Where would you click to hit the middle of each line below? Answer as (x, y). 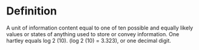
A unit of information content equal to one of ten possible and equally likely (100, 28)
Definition (32, 11)
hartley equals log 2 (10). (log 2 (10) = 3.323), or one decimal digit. (89, 40)
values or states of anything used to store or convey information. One (93, 34)
